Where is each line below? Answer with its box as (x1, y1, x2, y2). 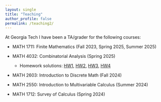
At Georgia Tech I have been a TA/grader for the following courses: (5, 34, 141, 40)
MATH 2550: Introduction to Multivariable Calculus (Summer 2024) (12, 82, 149, 88)
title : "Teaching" (5, 12, 43, 17)
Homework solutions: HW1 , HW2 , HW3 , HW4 (19, 63, 111, 69)
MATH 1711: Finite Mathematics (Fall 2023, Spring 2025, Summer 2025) (12, 44, 157, 50)
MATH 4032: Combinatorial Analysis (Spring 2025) (12, 53, 116, 59)
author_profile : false (5, 16, 52, 21)
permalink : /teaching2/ (5, 21, 54, 26)
